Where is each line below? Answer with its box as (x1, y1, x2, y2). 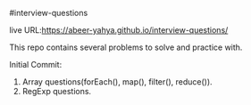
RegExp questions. (21, 86, 92, 96)
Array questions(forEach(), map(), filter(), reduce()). (21, 77, 213, 87)
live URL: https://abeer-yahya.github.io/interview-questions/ (9, 25, 229, 35)
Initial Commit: (9, 60, 63, 69)
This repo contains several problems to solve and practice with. (9, 42, 243, 52)
